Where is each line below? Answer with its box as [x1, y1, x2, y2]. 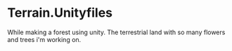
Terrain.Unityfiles [7, 5, 112, 21]
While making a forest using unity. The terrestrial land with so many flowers [7, 28, 226, 36]
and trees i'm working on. [7, 35, 82, 43]
